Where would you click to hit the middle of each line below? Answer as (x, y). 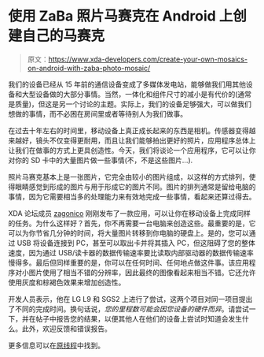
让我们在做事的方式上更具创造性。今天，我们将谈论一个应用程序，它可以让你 (132, 150)
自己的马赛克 (64, 36)
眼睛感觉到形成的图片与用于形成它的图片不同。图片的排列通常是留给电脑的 (135, 187)
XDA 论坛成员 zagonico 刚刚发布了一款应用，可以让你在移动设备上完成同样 (130, 213)
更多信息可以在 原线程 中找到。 (56, 345)
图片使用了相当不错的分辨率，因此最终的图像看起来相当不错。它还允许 (142, 272)
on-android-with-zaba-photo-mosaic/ (89, 68)
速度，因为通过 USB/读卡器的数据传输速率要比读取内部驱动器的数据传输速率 (131, 252)
